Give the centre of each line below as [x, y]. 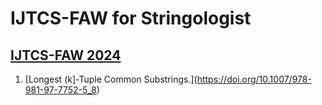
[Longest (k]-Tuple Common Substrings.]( [111, 79]
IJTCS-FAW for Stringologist [131, 18]
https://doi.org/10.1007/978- [254, 79]
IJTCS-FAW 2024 [66, 55]
